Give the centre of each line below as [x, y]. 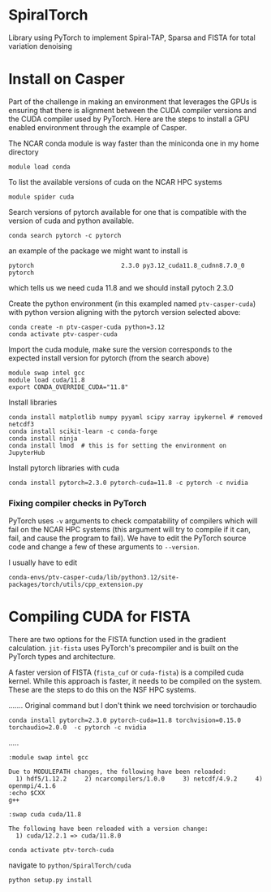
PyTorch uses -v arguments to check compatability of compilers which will [133, 521]
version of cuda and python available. [71, 221]
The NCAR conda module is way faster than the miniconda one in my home [134, 143]
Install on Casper [67, 79]
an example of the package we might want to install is [98, 251]
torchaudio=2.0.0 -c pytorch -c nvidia [78, 728]
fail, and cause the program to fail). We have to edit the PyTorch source [127, 538]
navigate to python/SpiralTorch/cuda [70, 865]
